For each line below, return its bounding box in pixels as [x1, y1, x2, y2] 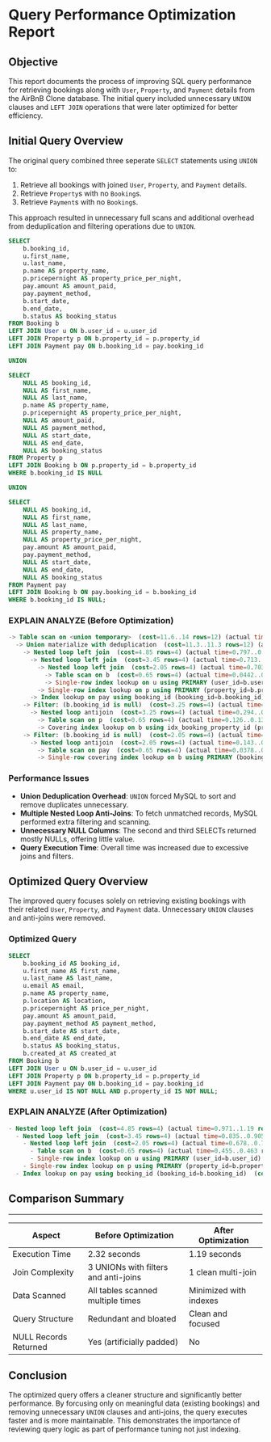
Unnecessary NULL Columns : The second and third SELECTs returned [19, 825, 256, 835]
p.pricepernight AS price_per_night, [23, 1004, 150, 1012]
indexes [189, 1295, 219, 1306]
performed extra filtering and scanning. [19, 816, 152, 826]
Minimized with [189, 1284, 247, 1296]
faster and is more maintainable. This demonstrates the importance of [8, 1416, 240, 1426]
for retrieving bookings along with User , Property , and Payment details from [8, 85, 256, 95]
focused [189, 1318, 220, 1329]
